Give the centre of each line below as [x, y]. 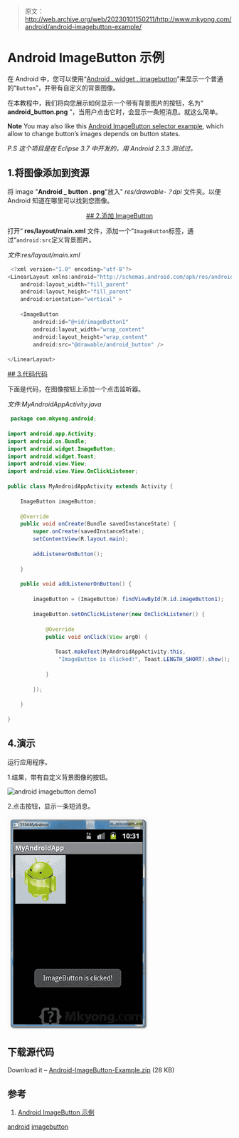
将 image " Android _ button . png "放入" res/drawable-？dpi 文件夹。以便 [115, 191]
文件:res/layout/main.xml [44, 255]
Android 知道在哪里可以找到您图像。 [60, 200]
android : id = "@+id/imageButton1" [81, 322]
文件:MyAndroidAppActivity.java [54, 404]
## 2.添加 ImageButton [119, 215]
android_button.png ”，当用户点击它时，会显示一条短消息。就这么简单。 [115, 112]
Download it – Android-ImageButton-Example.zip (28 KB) [91, 1070]
